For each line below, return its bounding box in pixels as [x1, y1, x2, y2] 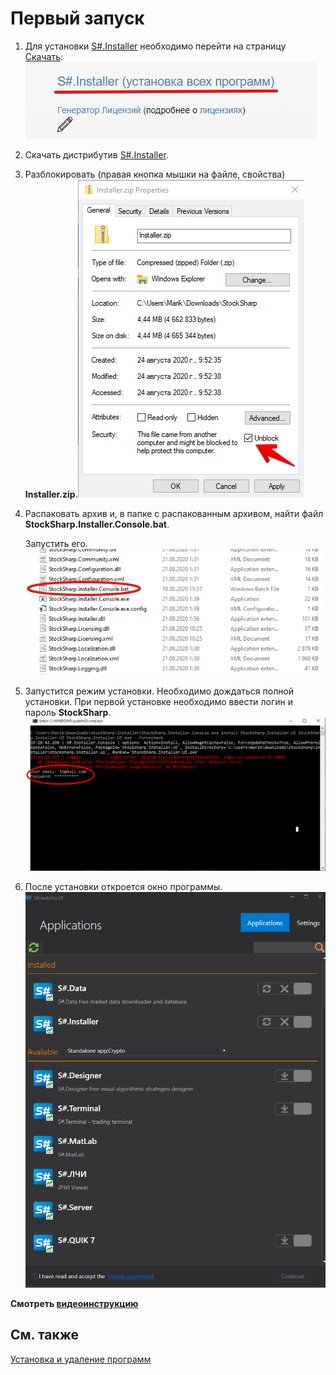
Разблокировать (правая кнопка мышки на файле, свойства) [24, 168, 286, 180]
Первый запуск [10, 7, 145, 30]
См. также [10, 1327, 80, 1344]
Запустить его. [24, 537, 88, 549]
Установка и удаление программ [10, 1353, 152, 1365]
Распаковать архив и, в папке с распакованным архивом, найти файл [24, 507, 324, 519]
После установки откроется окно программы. [24, 881, 223, 893]
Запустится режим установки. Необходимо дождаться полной [24, 685, 295, 697]
